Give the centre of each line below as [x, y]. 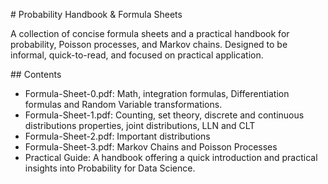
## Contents [36, 74]
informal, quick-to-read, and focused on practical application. [137, 55]
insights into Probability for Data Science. [110, 168]
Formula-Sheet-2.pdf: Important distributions [117, 136]
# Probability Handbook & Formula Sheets [96, 14]
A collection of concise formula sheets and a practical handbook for [150, 33]
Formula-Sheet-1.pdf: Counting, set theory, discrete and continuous [164, 115]
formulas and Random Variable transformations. [123, 104]
